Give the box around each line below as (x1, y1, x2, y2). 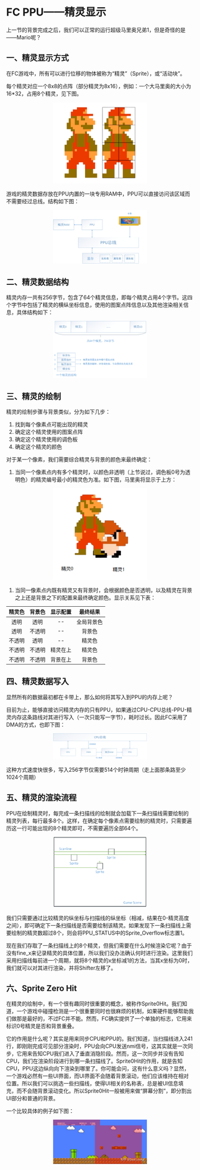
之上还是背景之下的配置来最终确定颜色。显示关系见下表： (14, 594, 156, 601)
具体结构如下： (16, 308, 54, 316)
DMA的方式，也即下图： (6, 721, 65, 728)
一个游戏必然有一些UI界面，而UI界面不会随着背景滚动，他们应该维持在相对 (6, 1072, 189, 1079)
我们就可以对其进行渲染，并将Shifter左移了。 (6, 964, 117, 972)
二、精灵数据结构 (6, 277, 69, 287)
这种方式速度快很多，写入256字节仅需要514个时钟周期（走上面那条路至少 (6, 766, 186, 773)
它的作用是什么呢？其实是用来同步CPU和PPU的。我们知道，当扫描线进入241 (6, 1035, 193, 1042)
